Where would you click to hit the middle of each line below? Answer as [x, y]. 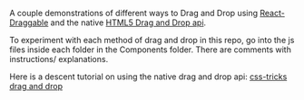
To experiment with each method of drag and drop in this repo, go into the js [152, 40]
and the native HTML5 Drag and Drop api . [128, 23]
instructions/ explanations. [59, 59]
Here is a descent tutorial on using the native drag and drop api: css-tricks [148, 77]
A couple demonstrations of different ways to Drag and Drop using [134, 13]
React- [273, 13]
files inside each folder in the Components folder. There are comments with [151, 50]
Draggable [29, 23]
